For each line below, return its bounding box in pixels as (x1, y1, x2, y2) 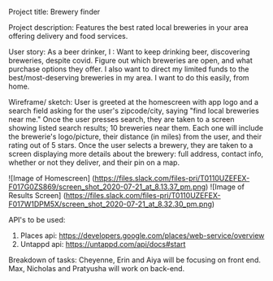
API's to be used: (8, 215, 66, 224)
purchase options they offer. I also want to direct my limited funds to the (8, 64, 249, 74)
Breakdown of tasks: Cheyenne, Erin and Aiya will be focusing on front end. (8, 255, 262, 265)
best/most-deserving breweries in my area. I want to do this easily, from (8, 73, 249, 82)
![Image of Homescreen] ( (8, 174, 95, 183)
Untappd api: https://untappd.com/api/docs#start (19, 240, 186, 249)
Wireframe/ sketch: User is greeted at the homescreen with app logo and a (8, 97, 258, 106)
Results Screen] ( (8, 191, 67, 200)
